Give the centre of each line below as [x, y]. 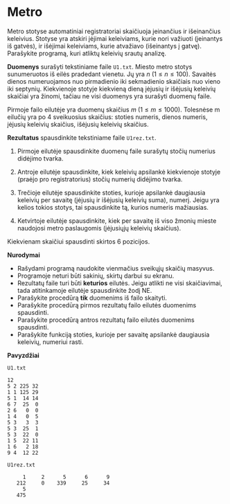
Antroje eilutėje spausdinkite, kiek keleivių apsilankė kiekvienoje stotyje [119, 172]
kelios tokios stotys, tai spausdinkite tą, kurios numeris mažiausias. [113, 207]
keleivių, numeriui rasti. [50, 342]
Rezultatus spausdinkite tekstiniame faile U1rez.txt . [82, 137]
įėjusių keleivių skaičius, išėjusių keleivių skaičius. [78, 124]
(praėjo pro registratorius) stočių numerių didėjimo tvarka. [100, 179]
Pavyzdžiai [23, 355]
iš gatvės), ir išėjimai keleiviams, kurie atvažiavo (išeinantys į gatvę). [105, 46]
